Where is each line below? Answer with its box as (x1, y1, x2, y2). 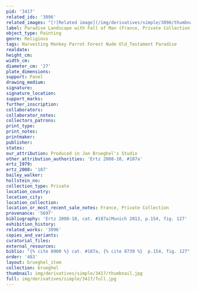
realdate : (6, 47, 30, 53)
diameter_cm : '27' (6, 63, 51, 69)
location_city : (6, 194, 43, 200)
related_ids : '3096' (6, 14, 57, 20)
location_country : (6, 188, 51, 194)
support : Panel (6, 74, 43, 80)
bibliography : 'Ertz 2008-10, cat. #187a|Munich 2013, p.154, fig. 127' (6, 216, 188, 222)
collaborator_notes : (6, 112, 57, 118)
